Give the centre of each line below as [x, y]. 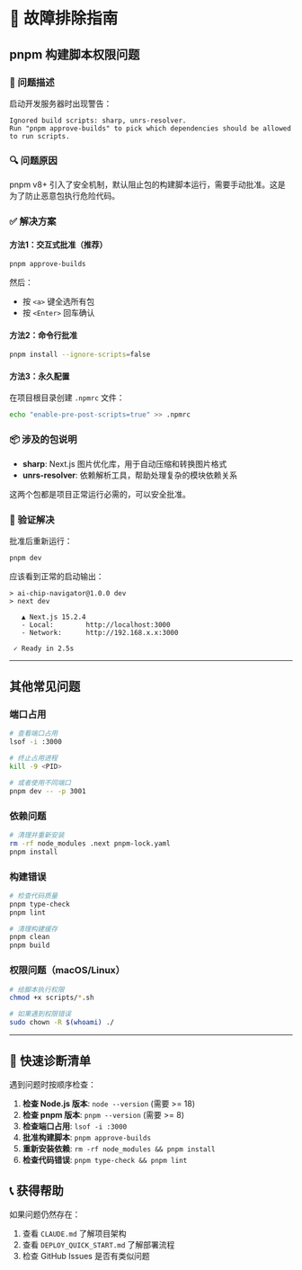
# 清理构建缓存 [34, 929]
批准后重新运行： [41, 541]
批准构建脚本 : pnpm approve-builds [86, 1137]
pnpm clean [30, 937]
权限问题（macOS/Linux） [67, 970]
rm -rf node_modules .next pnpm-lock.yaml [90, 843]
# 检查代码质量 [34, 896]
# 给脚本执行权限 [37, 989]
